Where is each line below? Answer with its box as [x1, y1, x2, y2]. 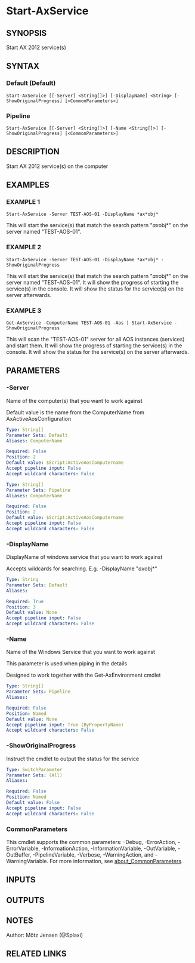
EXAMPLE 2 [6, 243, 42, 252]
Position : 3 [6, 604, 36, 610]
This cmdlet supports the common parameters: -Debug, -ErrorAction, [6, 838, 177, 845]
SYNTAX [6, 61, 40, 71]
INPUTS [6, 875, 36, 885]
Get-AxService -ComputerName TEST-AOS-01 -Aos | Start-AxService [6, 320, 172, 326]
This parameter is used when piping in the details [6, 660, 127, 667]
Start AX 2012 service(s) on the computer [6, 163, 109, 170]
